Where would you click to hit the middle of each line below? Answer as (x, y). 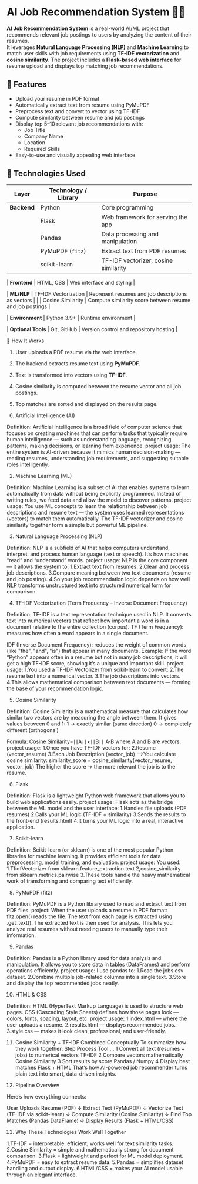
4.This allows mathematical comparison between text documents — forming (99, 682)
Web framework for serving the (144, 217)
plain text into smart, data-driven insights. (66, 1073)
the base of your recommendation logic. (55, 688)
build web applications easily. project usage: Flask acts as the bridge (90, 802)
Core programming (127, 207)
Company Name (43, 136)
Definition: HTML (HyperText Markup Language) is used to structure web (95, 1006)
